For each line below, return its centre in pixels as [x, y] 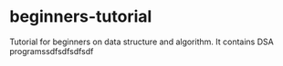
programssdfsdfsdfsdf [52, 51]
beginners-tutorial [81, 17]
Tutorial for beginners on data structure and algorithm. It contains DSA [141, 42]
